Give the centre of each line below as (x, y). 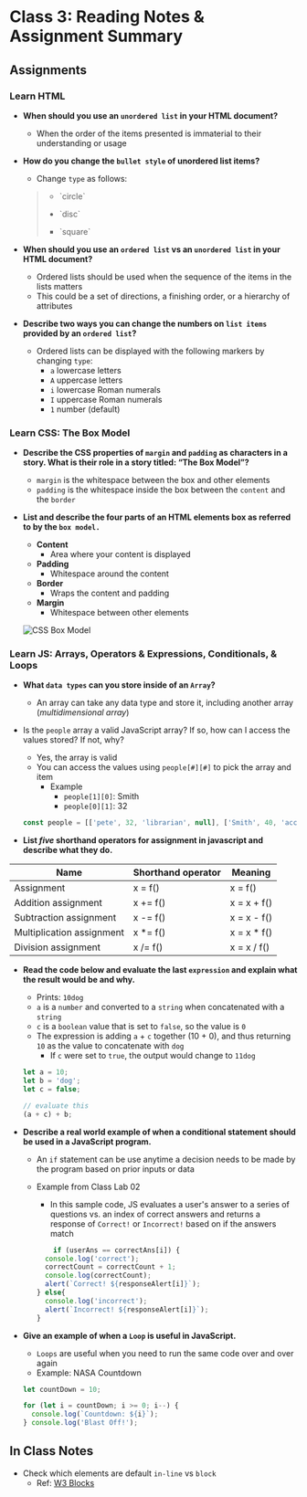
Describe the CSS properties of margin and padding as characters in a (155, 453)
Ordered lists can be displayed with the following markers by (150, 351)
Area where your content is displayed (120, 554)
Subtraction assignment (65, 918)
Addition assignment (58, 903)
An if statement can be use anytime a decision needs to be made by (166, 1159)
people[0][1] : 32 (95, 806)
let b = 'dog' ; (52, 1081)
